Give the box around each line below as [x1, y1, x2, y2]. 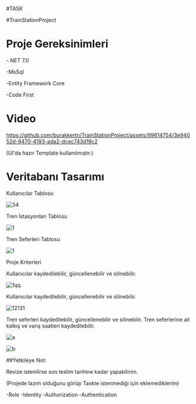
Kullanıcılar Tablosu [6, 190, 54, 197]
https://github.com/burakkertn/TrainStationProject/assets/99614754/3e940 [6, 132, 191, 139]
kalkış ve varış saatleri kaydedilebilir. [6, 322, 95, 329]
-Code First [6, 91, 34, 98]
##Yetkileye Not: [6, 357, 47, 364]
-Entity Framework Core [6, 79, 65, 86]
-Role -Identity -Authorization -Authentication [6, 391, 117, 398]
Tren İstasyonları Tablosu [6, 213, 68, 220]
